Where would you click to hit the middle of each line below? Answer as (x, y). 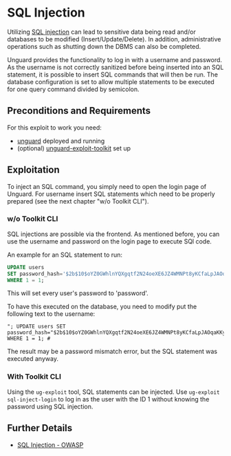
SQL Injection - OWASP (50, 445)
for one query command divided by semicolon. (73, 89)
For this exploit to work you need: (54, 127)
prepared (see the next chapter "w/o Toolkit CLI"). (78, 201)
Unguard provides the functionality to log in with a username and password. (114, 59)
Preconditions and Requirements (79, 111)
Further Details (40, 428)
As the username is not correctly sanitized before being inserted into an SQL (115, 67)
